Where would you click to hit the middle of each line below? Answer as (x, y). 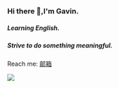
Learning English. (34, 28)
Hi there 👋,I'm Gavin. (43, 11)
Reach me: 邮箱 (30, 64)
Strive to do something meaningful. (60, 45)
